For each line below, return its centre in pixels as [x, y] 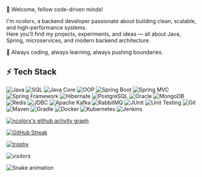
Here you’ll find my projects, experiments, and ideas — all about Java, [94, 34]
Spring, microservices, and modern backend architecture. [78, 40]
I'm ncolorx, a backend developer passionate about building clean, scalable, [101, 21]
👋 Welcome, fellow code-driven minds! [55, 9]
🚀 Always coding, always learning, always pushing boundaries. [85, 52]
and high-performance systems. [46, 28]
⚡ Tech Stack [32, 72]
